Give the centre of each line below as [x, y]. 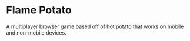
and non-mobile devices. [36, 32]
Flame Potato [39, 10]
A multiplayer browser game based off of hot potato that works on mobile [95, 26]
